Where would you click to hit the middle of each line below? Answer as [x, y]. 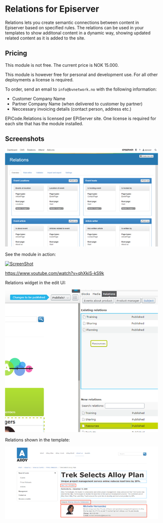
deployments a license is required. [39, 79]
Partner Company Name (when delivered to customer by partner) [77, 104]
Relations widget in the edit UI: [36, 282]
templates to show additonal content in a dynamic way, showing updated [78, 33]
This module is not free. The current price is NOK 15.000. [62, 65]
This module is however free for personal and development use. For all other [81, 75]
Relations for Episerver [52, 9]
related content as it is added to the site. [45, 38]
